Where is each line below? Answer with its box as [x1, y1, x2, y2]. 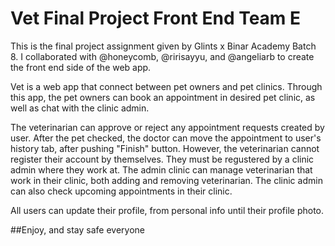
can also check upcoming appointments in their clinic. [10, 185, 233, 197]
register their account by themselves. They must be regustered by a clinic [10, 153, 315, 165]
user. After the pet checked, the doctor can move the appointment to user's [10, 132, 322, 144]
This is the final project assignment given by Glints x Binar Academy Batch [10, 40, 317, 52]
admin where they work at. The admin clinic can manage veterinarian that [10, 163, 313, 176]
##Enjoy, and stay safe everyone [10, 223, 145, 236]
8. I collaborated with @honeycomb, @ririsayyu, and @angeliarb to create [10, 50, 315, 62]
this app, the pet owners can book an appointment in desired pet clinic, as [10, 91, 316, 103]
